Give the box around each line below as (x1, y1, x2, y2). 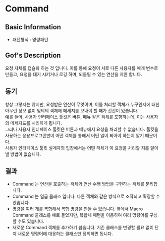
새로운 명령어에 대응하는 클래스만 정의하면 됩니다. (17, 231, 113, 237)
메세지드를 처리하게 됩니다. (10, 120, 62, 126)
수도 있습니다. (17, 218, 45, 224)
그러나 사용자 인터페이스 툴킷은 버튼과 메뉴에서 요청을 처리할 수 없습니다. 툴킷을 (5, 126, 159, 132)
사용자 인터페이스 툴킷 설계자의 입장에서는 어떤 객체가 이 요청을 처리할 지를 (5, 145, 150, 151)
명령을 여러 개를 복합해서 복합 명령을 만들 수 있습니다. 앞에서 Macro (12, 206, 143, 212)
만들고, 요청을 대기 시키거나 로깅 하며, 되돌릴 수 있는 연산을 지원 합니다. (5, 71, 142, 77)
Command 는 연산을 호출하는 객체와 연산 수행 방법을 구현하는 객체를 (12, 181, 145, 187)
